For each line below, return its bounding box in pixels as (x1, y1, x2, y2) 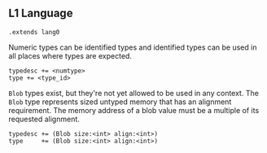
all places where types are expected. (8, 50, 133, 60)
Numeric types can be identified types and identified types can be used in (8, 42, 257, 52)
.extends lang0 (8, 28, 60, 36)
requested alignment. (8, 114, 80, 124)
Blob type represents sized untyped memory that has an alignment (8, 97, 232, 107)
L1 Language (8, 7, 73, 20)
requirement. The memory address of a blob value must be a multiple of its (8, 105, 260, 115)
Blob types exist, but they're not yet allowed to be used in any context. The (8, 88, 259, 98)
